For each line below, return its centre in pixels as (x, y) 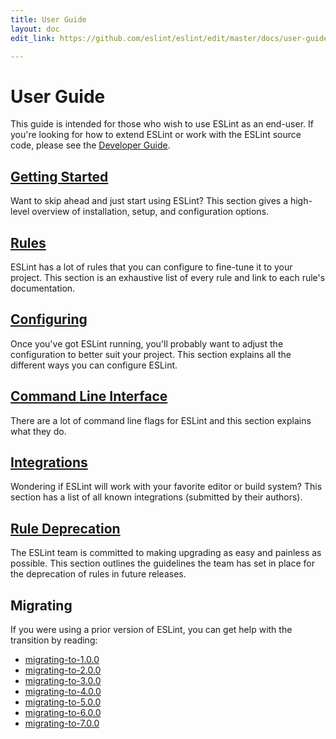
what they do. (38, 431)
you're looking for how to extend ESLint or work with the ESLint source (156, 135)
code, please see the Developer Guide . (90, 145)
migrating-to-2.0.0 (63, 670)
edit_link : (33, 38)
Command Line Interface (89, 396)
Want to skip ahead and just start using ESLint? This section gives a (149, 201)
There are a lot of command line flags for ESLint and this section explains (161, 420)
